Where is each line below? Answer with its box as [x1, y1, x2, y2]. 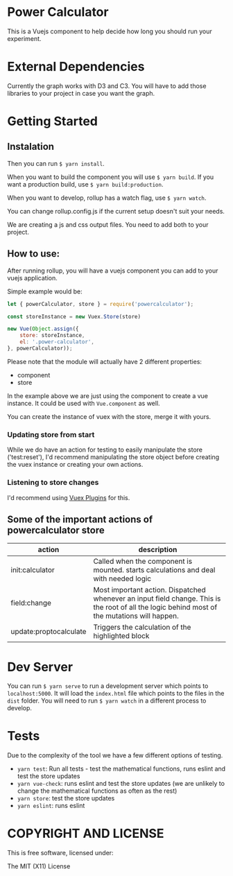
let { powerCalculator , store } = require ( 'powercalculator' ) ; [7, 300, 194, 307]
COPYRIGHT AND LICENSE [7, 826, 164, 841]
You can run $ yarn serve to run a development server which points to [7, 682, 209, 690]
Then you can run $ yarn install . [7, 159, 105, 167]
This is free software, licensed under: [7, 849, 114, 857]
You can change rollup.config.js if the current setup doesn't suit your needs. [7, 207, 225, 215]
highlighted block [93, 631, 150, 641]
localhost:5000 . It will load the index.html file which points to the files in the [7, 689, 225, 698]
